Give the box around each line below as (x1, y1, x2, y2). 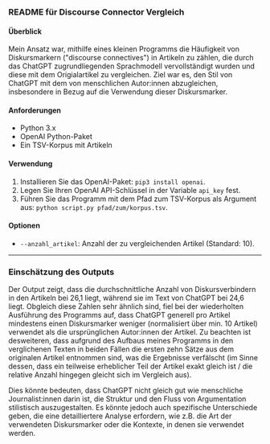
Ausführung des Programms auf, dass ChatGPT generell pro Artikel (8, 310, 231, 320)
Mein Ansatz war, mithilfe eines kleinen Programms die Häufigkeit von (8, 44, 239, 54)
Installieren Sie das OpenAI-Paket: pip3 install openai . (19, 176, 207, 187)
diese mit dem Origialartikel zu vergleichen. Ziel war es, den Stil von (8, 70, 233, 80)
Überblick (8, 27, 43, 36)
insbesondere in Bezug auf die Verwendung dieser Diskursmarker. (8, 87, 228, 97)
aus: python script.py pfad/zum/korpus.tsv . (19, 202, 169, 212)
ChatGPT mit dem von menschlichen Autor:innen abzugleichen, (8, 79, 219, 88)
